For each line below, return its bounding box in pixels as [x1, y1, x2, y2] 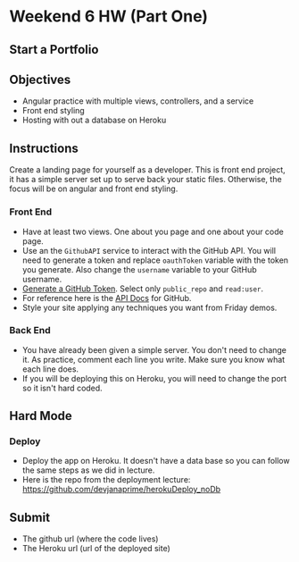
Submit [9, 509, 51, 524]
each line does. [21, 364, 79, 374]
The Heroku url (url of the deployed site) [21, 543, 171, 554]
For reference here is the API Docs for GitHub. [21, 292, 192, 303]
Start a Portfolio [9, 42, 99, 57]
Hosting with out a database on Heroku [21, 114, 167, 126]
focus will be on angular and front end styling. [9, 183, 179, 194]
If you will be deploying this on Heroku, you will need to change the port [21, 373, 287, 383]
